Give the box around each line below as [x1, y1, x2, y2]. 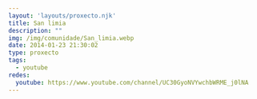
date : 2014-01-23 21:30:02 [8, 42, 98, 49]
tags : [8, 57, 26, 65]
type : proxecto [8, 49, 59, 57]
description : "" [8, 26, 62, 34]
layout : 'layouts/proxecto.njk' [8, 11, 116, 20]
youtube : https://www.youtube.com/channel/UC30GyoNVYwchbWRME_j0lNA [15, 78, 249, 86]
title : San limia [8, 19, 66, 27]
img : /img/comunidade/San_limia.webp [8, 34, 135, 42]
